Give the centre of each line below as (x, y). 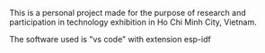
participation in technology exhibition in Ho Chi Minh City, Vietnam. (133, 22)
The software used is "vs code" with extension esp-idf (110, 39)
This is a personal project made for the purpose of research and (128, 13)
